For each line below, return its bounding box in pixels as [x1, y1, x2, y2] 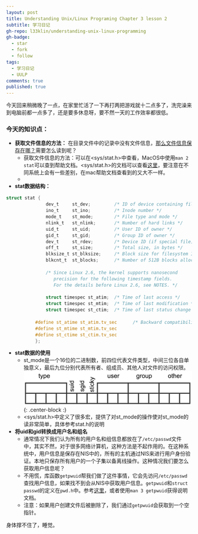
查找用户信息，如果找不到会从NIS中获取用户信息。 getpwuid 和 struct [23, 480, 189, 487]
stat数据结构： [14, 183, 51, 190]
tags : [6, 59, 19, 65]
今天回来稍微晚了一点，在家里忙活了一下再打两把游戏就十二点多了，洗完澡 [6, 102, 187, 109]
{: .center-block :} [23, 406, 67, 413]
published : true [6, 84, 46, 90]
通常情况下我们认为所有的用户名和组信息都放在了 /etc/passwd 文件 [23, 436, 182, 443]
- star [11, 41, 28, 47]
